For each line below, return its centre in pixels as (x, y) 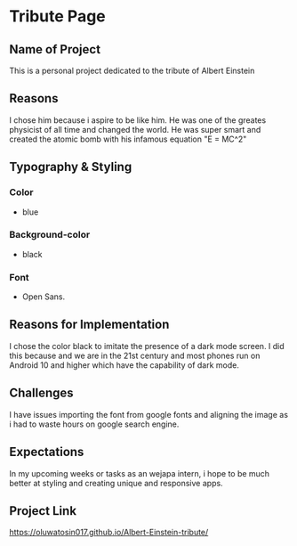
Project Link (43, 511)
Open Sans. (43, 297)
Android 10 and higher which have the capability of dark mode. (124, 365)
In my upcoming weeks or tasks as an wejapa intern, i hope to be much (139, 473)
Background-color (50, 235)
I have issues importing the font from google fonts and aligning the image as (149, 414)
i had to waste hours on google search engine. (94, 424)
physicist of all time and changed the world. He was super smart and (135, 129)
